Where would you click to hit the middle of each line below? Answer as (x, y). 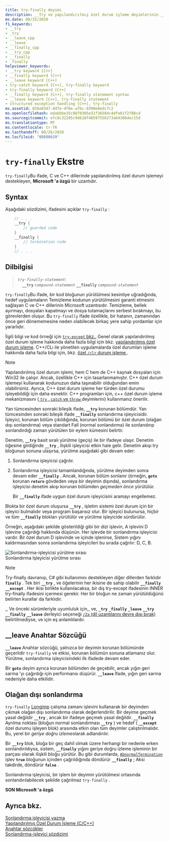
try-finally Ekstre (45, 162)
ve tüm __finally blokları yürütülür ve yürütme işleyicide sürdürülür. (76, 517)
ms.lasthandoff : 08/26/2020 (35, 132)
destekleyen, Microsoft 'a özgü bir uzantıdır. (51, 181)
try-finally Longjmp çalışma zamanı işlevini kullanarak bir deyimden (77, 707)
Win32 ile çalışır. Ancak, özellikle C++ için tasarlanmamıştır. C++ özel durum (84, 378)
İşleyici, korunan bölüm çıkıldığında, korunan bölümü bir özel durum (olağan (83, 419)
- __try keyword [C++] (29, 71)
